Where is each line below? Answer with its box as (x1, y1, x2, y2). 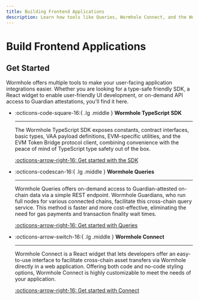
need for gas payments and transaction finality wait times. (14, 210, 157, 217)
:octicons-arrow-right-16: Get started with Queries (14, 221, 138, 228)
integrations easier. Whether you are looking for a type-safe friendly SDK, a (6, 85, 190, 92)
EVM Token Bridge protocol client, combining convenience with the (14, 138, 179, 146)
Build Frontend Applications (6, 40, 146, 53)
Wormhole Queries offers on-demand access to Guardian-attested (14, 185, 178, 192)
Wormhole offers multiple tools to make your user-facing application (6, 79, 173, 86)
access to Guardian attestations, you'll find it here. (6, 98, 129, 105)
